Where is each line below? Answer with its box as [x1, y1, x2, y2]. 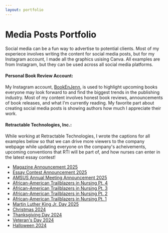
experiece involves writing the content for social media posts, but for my [5, 50, 155, 56]
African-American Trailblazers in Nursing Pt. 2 [12, 190, 108, 196]
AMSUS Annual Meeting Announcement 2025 [12, 174, 107, 180]
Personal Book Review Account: [5, 73, 74, 79]
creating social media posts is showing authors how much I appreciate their [5, 105, 161, 111]
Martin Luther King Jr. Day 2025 [12, 201, 79, 207]
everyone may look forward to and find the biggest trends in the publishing [5, 89, 160, 95]
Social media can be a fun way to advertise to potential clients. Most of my [5, 45, 159, 51]
